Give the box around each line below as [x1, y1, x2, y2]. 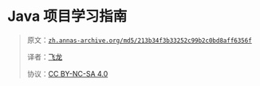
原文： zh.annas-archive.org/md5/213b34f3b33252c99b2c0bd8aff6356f [26, 35, 252, 45]
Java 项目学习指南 [7, 7, 128, 25]
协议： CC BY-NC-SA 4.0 [26, 68, 108, 78]
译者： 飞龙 [26, 52, 63, 61]
